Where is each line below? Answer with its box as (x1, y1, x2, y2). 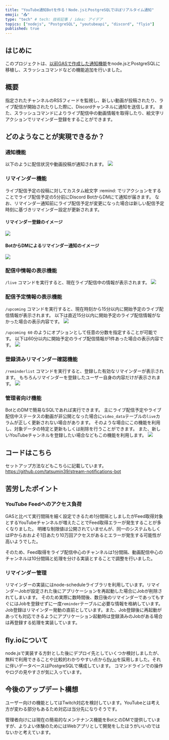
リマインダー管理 (5, 569, 47, 576)
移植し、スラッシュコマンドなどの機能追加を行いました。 (5, 67, 125, 73)
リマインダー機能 (5, 175, 47, 182)
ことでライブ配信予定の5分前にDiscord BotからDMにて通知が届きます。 (5, 194, 154, 200)
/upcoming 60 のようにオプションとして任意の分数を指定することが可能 (5, 329, 153, 335)
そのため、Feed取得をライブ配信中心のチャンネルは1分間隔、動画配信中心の (5, 549, 163, 555)
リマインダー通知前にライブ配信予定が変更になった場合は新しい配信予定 (14, 200, 164, 206)
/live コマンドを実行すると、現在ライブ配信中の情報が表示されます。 (5, 280, 150, 286)
